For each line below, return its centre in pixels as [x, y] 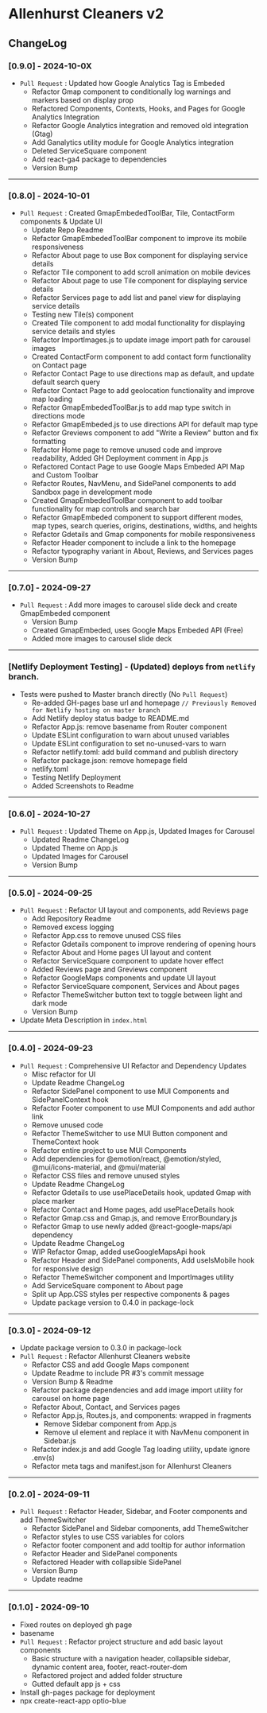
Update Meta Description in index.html [83, 1020]
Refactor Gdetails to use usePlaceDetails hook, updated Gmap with [141, 1192]
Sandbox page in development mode [92, 492]
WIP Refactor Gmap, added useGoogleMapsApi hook [118, 1252]
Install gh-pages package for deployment [87, 1692]
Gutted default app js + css [76, 1684]
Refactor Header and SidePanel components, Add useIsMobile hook [143, 1260]
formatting [48, 442]
